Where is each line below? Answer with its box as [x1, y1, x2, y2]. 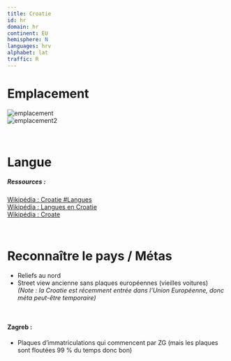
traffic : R [7, 56, 39, 63]
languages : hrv [7, 43, 52, 50]
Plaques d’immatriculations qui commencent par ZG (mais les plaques [17, 338, 218, 346]
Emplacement [7, 85, 89, 101]
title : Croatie [7, 10, 52, 17]
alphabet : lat [7, 50, 49, 57]
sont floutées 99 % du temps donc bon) [17, 346, 133, 354]
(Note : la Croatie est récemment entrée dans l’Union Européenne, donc [17, 286, 225, 294]
